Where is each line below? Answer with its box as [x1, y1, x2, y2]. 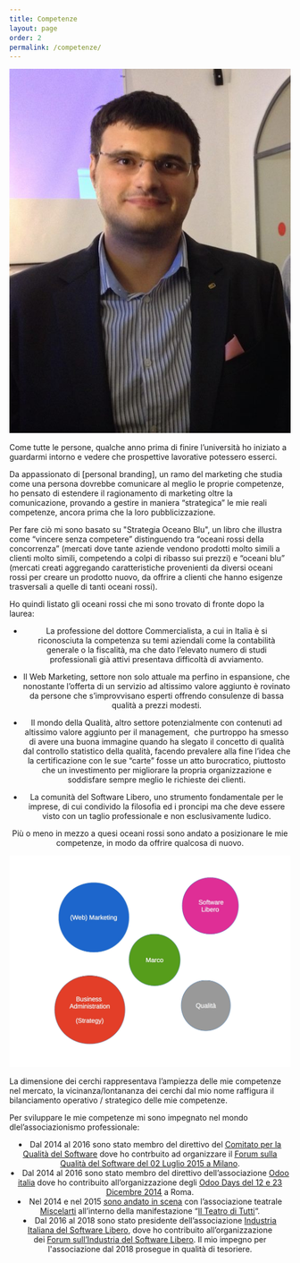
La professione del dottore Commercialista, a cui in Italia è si [46, 626, 268, 636]
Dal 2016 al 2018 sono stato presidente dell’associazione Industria [34, 1215, 277, 1225]
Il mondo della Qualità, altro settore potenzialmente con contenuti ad [30, 717, 283, 729]
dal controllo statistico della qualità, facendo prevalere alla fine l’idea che [22, 746, 291, 756]
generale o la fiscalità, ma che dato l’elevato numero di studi [46, 644, 268, 655]
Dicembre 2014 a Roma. [105, 1186, 195, 1197]
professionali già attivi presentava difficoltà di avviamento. [49, 654, 264, 665]
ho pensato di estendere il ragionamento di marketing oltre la [9, 488, 234, 499]
